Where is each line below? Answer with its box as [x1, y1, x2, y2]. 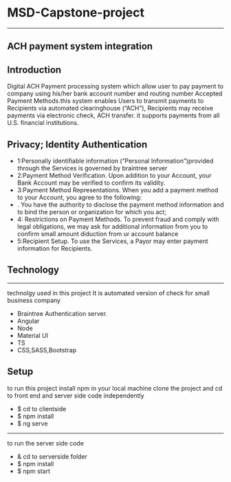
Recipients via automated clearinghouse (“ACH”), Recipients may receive [7, 104, 214, 113]
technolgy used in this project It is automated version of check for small [7, 288, 210, 297]
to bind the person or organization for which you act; [16, 207, 167, 216]
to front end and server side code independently [7, 391, 144, 400]
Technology [7, 264, 60, 276]
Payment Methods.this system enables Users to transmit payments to [7, 97, 204, 105]
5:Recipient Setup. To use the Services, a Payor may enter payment [16, 237, 208, 245]
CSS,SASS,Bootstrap [16, 345, 77, 354]
